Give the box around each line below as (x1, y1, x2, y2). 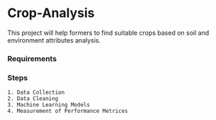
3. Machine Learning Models (7, 102, 91, 109)
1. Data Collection (7, 89, 65, 97)
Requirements (7, 53, 57, 63)
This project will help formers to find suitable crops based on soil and (7, 28, 210, 37)
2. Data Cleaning (7, 95, 59, 102)
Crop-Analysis (7, 5, 95, 21)
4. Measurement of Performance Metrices (7, 108, 129, 115)
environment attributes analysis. (7, 36, 101, 44)
